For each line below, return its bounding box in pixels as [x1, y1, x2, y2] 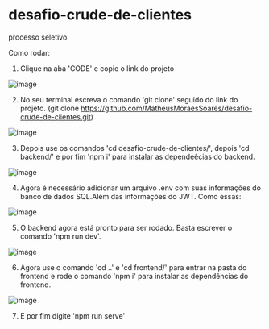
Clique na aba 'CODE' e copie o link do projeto [19, 63, 175, 73]
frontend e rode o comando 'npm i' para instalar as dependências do [19, 271, 249, 281]
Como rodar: [8, 48, 51, 57]
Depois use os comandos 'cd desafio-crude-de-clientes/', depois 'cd [19, 143, 250, 152]
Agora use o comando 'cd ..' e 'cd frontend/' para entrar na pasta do [19, 262, 247, 272]
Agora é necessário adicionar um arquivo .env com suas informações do [19, 183, 262, 193]
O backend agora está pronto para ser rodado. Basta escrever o [19, 223, 233, 232]
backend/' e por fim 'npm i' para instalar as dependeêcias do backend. [19, 152, 255, 161]
